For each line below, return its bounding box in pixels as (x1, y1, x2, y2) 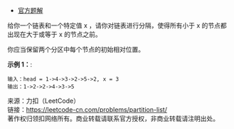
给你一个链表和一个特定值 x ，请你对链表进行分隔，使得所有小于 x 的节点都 (7, 21, 228, 30)
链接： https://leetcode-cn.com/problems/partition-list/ (7, 106, 167, 113)
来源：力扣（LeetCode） (7, 96, 80, 105)
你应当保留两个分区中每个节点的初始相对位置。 (7, 45, 144, 53)
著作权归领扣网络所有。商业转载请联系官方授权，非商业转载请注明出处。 (7, 114, 219, 123)
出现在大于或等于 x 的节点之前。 (7, 30, 102, 38)
